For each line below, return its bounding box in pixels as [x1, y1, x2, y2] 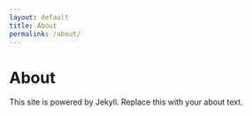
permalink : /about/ [9, 29, 81, 38]
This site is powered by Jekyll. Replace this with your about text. [9, 97, 243, 107]
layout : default [9, 12, 69, 22]
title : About [9, 21, 57, 30]
